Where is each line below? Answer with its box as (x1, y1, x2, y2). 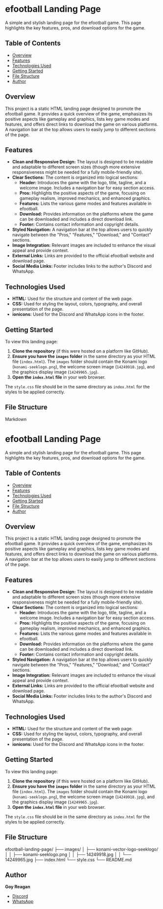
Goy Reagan (5, 884, 30, 890)
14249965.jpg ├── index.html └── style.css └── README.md (5, 856, 132, 862)
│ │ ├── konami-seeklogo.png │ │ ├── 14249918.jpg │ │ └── (5, 851, 132, 857)
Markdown (5, 416, 27, 422)
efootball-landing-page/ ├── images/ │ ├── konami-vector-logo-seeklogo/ (5, 846, 159, 852)
